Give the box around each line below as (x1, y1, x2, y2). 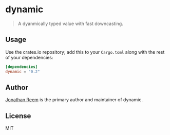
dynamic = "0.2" (5, 69, 40, 74)
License (5, 111, 31, 120)
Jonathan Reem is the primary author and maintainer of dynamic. (5, 97, 143, 103)
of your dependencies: (5, 54, 53, 60)
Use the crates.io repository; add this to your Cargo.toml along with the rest (5, 49, 165, 55)
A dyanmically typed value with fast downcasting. (17, 20, 123, 27)
